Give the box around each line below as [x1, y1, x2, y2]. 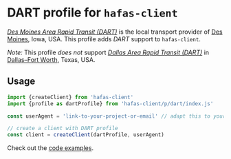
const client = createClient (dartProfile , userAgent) [7, 131, 165, 138]
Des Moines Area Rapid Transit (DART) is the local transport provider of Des [7, 28, 223, 36]
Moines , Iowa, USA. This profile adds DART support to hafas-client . [7, 34, 201, 43]
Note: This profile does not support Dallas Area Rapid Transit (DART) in [7, 48, 210, 56]
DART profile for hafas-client [7, 5, 178, 21]
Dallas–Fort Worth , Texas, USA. [7, 55, 96, 63]
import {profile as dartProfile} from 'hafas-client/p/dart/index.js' [7, 100, 214, 107]
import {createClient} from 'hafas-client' [7, 94, 134, 100]
